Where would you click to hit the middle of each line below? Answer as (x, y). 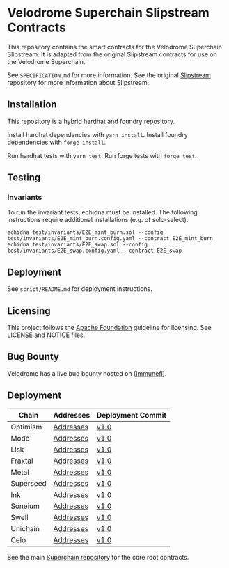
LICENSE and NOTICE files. (46, 335)
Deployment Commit (132, 415)
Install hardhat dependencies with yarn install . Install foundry (97, 134)
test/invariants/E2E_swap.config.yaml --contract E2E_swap (95, 251)
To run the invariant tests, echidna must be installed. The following (103, 212)
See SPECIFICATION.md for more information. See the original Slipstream (109, 75)
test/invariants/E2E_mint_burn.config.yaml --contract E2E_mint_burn (110, 239)
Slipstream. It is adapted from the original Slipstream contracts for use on (112, 54)
